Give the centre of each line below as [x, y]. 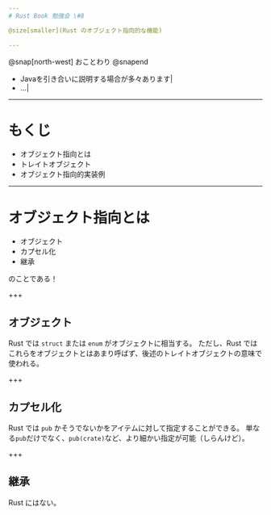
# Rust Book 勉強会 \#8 [46, 16]
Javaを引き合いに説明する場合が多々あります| [96, 78]
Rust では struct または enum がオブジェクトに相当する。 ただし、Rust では [133, 343]
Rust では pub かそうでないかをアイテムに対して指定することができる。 [126, 428]
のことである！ [33, 278]
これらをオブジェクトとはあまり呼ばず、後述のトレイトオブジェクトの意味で [135, 354]
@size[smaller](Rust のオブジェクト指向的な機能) [85, 30]
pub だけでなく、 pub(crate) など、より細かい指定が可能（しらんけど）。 [133, 438]
